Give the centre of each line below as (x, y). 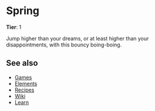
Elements (26, 83)
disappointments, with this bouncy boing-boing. (64, 45)
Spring (23, 11)
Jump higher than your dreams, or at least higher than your (77, 38)
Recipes (24, 90)
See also (22, 63)
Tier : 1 (14, 27)
